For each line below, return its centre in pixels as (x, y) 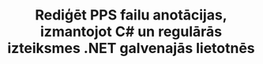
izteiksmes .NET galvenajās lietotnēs (131, 48)
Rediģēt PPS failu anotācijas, (131, 15)
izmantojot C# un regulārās (131, 32)
